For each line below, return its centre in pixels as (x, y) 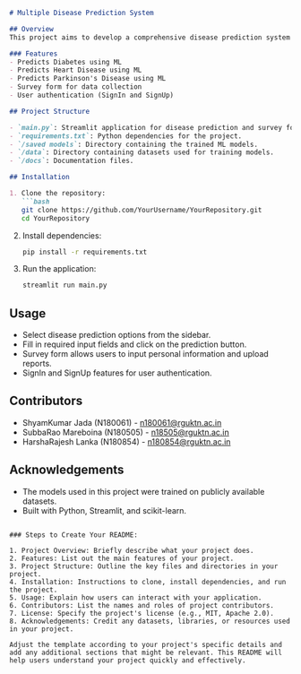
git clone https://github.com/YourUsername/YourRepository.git (142, 210)
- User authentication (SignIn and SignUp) (92, 95)
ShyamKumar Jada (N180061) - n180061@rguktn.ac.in (122, 422)
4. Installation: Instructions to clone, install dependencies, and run (148, 582)
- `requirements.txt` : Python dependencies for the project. (126, 136)
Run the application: (59, 269)
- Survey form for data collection (76, 87)
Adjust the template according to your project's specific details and (146, 644)
